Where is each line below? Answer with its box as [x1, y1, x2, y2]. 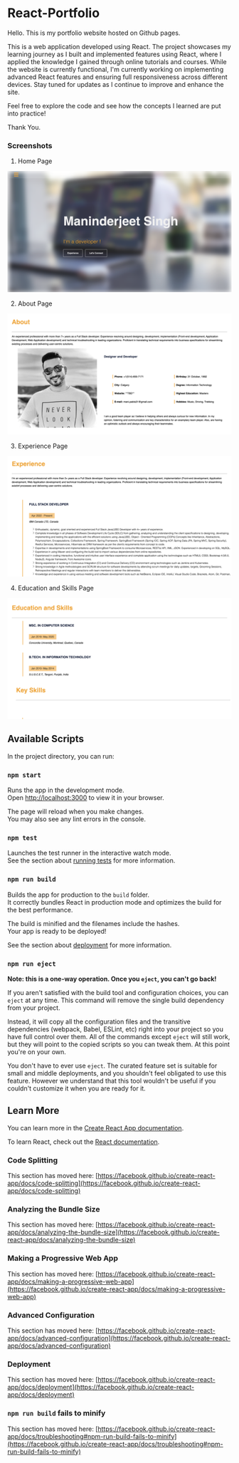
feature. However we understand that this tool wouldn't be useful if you [7, 1076, 216, 1085]
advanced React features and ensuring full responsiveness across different [7, 73, 228, 81]
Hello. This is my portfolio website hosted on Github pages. [7, 28, 181, 37]
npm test [7, 834, 38, 842]
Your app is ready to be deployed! [7, 927, 107, 935]
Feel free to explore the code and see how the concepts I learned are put [7, 101, 221, 110]
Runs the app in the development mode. [7, 786, 124, 795]
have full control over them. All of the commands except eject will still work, [7, 1032, 230, 1041]
